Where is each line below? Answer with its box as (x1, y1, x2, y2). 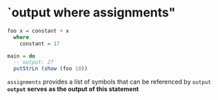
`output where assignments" (7, 5, 176, 21)
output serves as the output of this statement (7, 85, 139, 93)
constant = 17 (19, 40, 60, 47)
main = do (7, 53, 36, 60)
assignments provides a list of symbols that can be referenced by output (7, 77, 212, 86)
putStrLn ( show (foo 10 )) (13, 65, 88, 73)
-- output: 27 (13, 59, 54, 66)
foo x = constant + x (7, 27, 70, 34)
